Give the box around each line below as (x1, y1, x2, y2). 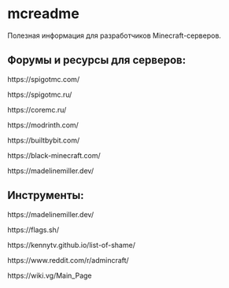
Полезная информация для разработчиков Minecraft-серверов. (7, 31, 222, 40)
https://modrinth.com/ (7, 120, 79, 130)
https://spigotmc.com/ (7, 74, 80, 83)
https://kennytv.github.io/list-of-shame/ (7, 240, 135, 249)
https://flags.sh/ (7, 225, 60, 234)
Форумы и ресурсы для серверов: (7, 54, 187, 67)
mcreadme (7, 5, 79, 23)
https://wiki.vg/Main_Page (7, 271, 92, 280)
